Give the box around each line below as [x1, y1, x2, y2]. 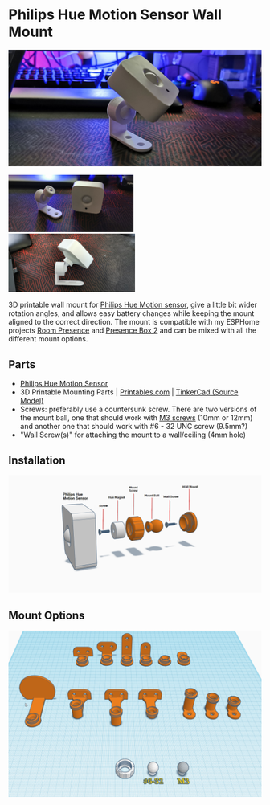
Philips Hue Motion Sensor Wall [8, 6, 223, 24]
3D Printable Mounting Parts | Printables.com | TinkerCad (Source [19, 387, 239, 397]
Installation [8, 453, 66, 467]
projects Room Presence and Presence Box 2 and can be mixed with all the [8, 325, 257, 335]
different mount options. [8, 334, 88, 344]
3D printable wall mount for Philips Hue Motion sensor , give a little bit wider [8, 300, 257, 310]
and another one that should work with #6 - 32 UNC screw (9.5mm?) [19, 422, 248, 431]
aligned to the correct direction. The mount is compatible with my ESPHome [8, 317, 260, 327]
